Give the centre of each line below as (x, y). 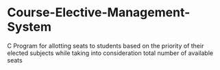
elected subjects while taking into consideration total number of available (110, 53)
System (29, 27)
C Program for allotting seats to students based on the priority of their (106, 46)
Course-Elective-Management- (99, 13)
